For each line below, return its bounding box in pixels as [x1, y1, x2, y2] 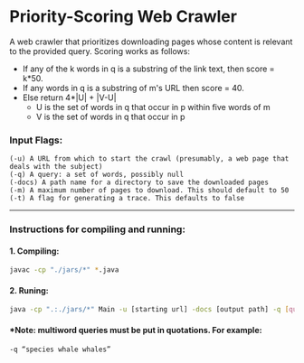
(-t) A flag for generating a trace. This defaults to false [9, 194, 245, 203]
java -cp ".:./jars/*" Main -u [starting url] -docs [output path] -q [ [9, 305, 290, 314]
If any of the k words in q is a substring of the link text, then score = [22, 63, 275, 74]
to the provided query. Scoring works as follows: [9, 45, 190, 56]
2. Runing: [9, 284, 50, 295]
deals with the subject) [9, 163, 103, 172]
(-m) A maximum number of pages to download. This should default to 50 [9, 186, 290, 195]
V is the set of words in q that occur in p [35, 111, 185, 122]
